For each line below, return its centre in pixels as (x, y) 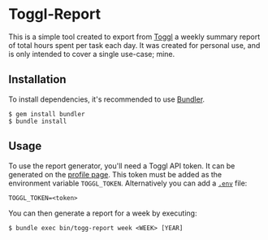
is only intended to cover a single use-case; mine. (92, 54)
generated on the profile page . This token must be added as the (115, 174)
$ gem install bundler (47, 114)
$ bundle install (38, 121)
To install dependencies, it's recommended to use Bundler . (107, 99)
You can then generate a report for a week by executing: (103, 213)
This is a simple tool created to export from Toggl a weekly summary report (134, 37)
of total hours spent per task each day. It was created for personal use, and (134, 45)
